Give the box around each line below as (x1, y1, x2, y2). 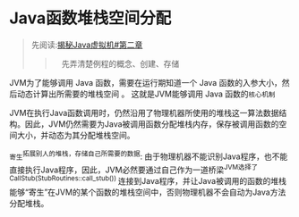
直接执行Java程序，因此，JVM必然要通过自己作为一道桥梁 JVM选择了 (9, 163, 258, 175)
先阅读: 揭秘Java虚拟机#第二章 (30, 39, 143, 50)
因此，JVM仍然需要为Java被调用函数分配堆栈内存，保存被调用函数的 (24, 118, 279, 129)
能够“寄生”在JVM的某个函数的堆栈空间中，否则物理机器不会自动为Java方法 (9, 187, 286, 197)
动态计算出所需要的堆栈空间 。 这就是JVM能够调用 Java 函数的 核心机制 (16, 88, 276, 99)
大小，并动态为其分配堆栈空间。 (16, 129, 135, 140)
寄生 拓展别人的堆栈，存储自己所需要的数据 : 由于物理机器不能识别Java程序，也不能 (9, 149, 288, 162)
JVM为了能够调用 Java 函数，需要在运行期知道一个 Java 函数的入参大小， (9, 77, 282, 88)
